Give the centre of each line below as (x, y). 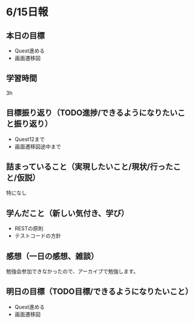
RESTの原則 (29, 228)
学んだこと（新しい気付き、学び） (67, 213)
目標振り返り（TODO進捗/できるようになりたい (92, 113)
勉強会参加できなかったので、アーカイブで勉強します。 (72, 271)
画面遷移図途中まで (38, 146)
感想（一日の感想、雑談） (52, 256)
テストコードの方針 (38, 236)
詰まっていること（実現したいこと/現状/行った (90, 167)
